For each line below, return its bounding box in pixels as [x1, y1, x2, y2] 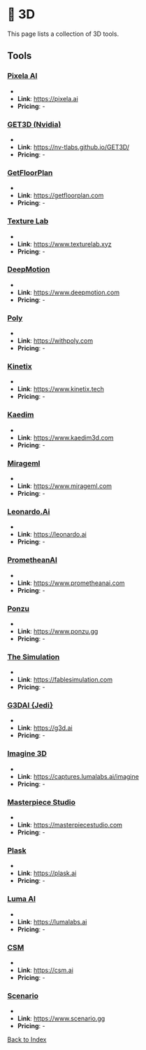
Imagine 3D [7, 749, 47, 759]
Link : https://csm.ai [17, 966, 73, 974]
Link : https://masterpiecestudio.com [17, 821, 123, 829]
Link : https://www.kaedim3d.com [17, 433, 114, 442]
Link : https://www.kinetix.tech [17, 385, 105, 393]
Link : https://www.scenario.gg [17, 1014, 105, 1023]
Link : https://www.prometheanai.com [17, 579, 125, 587]
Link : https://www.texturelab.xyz [17, 239, 112, 248]
